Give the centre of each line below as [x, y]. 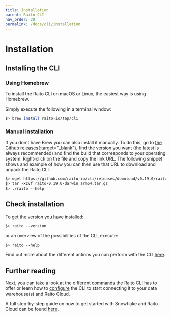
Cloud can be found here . [32, 309]
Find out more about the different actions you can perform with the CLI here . [85, 255]
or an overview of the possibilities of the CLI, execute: [62, 235]
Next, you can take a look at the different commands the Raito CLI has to [81, 283]
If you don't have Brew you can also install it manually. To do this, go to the [83, 143]
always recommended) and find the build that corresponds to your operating [85, 153]
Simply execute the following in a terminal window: [59, 109]
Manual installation [30, 131]
